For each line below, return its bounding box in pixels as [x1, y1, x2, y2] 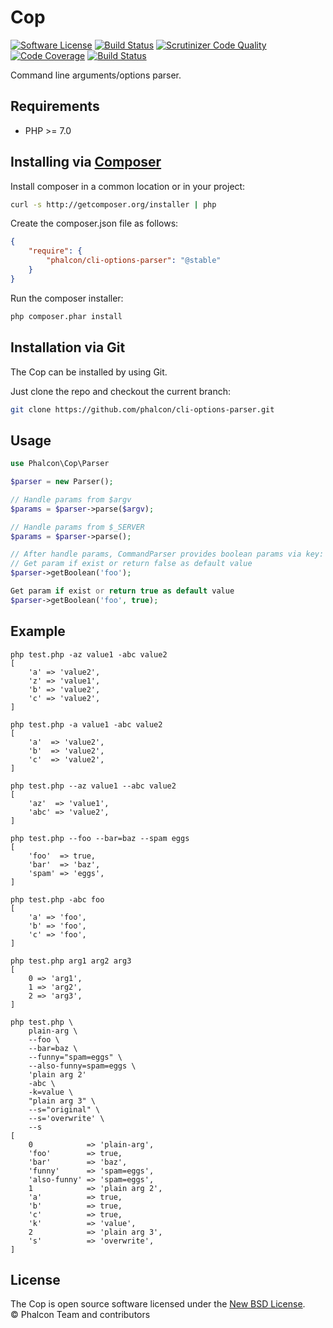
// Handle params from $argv [10, 494, 132, 505]
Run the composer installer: [10, 292, 124, 304]
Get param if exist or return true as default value [10, 586, 235, 596]
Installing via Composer [10, 154, 162, 171]
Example [10, 623, 66, 640]
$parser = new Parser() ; [10, 477, 114, 487]
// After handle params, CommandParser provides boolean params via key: [10, 549, 325, 560]
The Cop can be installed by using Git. [10, 366, 168, 378]
